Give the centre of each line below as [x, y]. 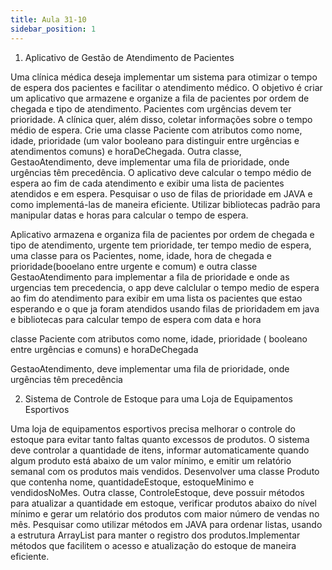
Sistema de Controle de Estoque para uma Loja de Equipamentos [158, 398]
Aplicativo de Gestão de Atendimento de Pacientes [129, 57]
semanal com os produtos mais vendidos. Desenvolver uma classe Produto [165, 471]
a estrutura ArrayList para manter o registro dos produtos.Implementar [155, 535]
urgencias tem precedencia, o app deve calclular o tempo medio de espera [165, 287]
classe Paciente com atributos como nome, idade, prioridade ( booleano [159, 338]
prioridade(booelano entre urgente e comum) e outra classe [134, 266]
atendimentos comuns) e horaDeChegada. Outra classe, [126, 151]
